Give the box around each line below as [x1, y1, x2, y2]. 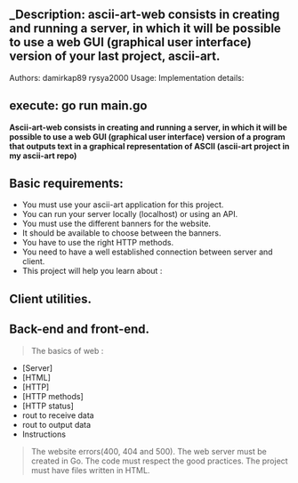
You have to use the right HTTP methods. [21, 237, 174, 248]
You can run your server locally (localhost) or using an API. [21, 209, 238, 220]
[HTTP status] [21, 400, 74, 411]
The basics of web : [30, 345, 104, 356]
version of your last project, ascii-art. [9, 49, 221, 64]
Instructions [21, 429, 67, 439]
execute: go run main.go [9, 98, 148, 114]
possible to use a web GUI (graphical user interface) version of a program [9, 131, 286, 141]
